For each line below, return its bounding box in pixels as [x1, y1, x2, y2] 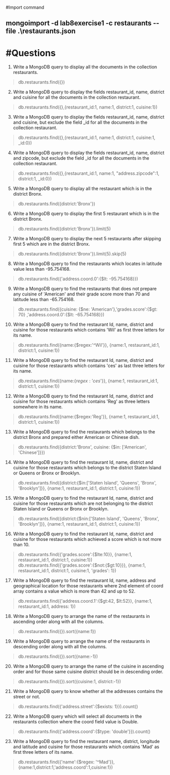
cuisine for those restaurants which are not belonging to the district [13, 500, 153, 506]
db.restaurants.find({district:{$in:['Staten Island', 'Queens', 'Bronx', [18, 480, 157, 486]
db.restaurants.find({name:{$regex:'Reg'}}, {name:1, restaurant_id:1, [18, 414, 159, 420]
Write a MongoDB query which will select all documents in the [13, 713, 142, 719]
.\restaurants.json [17, 27, 76, 35]
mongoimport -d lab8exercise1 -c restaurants [6, 19, 152, 27]
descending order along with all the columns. [13, 644, 107, 650]
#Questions [6, 47, 56, 59]
